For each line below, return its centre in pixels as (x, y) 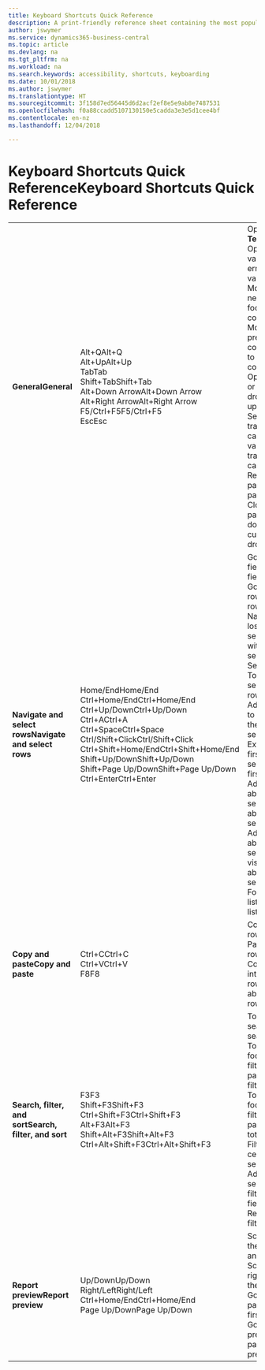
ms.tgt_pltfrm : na (38, 60)
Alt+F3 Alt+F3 (105, 1124)
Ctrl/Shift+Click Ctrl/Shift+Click (137, 739)
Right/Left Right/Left (116, 1290)
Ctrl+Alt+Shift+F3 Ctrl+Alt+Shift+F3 (146, 1144)
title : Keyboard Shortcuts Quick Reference (81, 15)
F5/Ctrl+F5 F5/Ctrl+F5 (121, 411)
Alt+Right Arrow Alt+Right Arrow (139, 401)
